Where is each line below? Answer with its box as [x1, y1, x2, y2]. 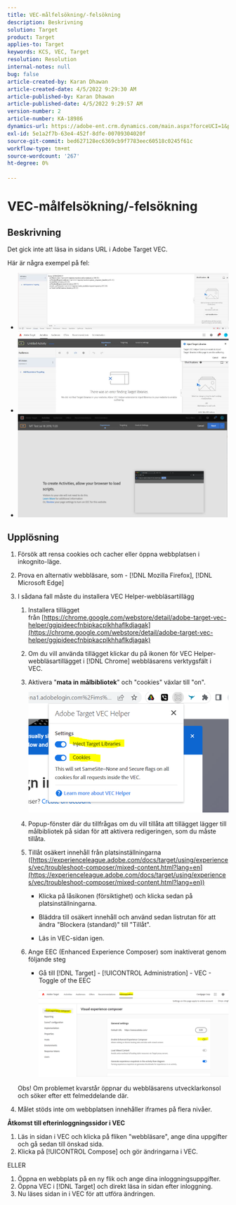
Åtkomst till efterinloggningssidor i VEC [7, 1118, 125, 1127]
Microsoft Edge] [17, 579, 65, 587]
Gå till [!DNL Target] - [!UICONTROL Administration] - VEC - [38, 969, 212, 977]
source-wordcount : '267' [7, 152, 80, 160]
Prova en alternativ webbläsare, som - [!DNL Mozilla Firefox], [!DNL [17, 571, 213, 580]
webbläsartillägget [27, 657, 82, 665]
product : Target [7, 34, 55, 41]
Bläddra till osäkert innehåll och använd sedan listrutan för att [38, 912, 216, 921]
